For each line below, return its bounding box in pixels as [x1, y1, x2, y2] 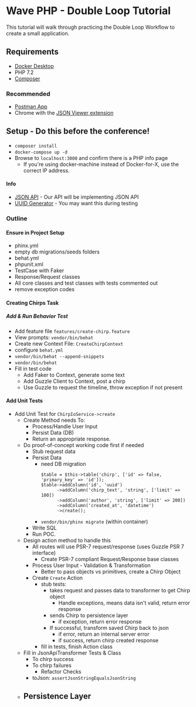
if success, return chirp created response [58, 636, 158, 643]
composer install [14, 143, 58, 149]
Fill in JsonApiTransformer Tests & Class [23, 649, 121, 656]
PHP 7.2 [14, 69, 34, 76]
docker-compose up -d [14, 149, 67, 155]
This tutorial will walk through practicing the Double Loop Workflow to [6, 24, 175, 31]
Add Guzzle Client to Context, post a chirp [23, 378, 126, 385]
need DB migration [40, 460, 86, 467]
